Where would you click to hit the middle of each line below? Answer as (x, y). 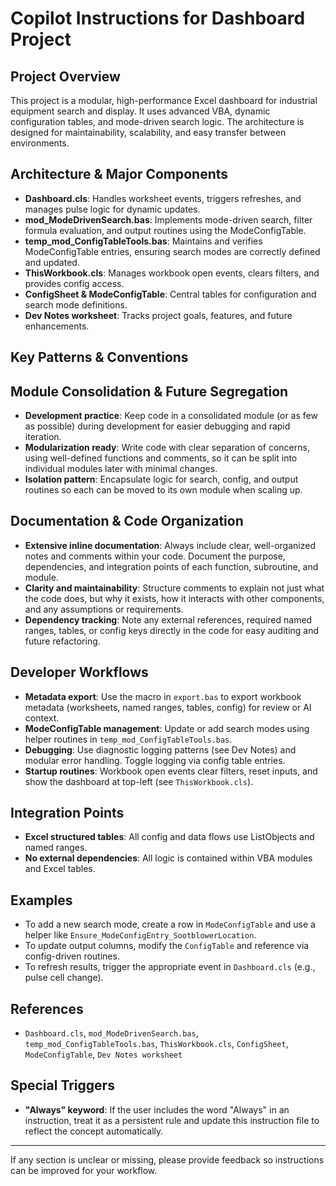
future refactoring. (62, 641)
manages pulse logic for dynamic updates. (112, 209)
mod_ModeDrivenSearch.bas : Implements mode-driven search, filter (168, 219)
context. (42, 718)
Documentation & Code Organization (127, 521)
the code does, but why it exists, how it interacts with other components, (174, 598)
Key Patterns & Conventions (99, 357)
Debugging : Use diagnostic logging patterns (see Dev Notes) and (160, 749)
